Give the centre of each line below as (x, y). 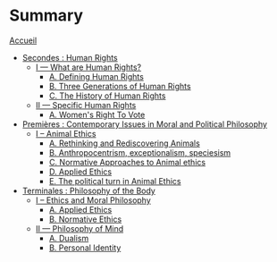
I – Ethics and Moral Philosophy (93, 200)
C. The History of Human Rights (107, 96)
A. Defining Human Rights (97, 76)
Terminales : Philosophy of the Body (89, 190)
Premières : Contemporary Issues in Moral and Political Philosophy (145, 124)
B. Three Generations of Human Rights (120, 86)
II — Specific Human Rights (86, 105)
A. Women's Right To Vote (97, 114)
